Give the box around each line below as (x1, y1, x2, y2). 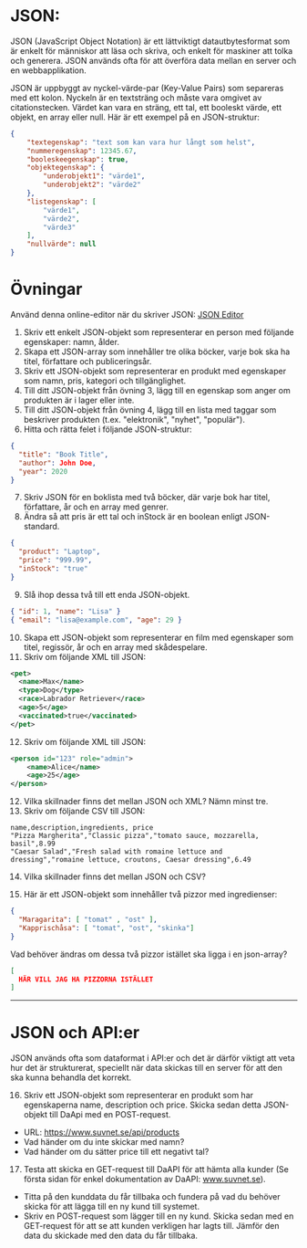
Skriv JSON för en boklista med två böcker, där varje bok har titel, (23, 492, 271, 503)
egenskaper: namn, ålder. (23, 337, 119, 347)
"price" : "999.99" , (18, 556, 93, 565)
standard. (23, 521, 60, 532)
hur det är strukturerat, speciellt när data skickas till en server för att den (10, 1063, 283, 1074)
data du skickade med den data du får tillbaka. (23, 1230, 199, 1242)
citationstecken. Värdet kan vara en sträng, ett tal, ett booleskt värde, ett (10, 101, 281, 112)
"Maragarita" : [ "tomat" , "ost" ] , (18, 915, 158, 924)
